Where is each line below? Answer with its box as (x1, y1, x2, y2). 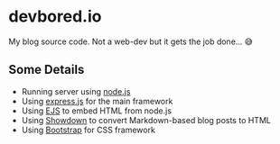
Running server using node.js (21, 85, 131, 96)
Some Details (8, 62, 85, 77)
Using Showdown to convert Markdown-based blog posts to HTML (21, 114, 272, 125)
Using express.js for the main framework (21, 95, 173, 106)
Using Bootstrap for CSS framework (21, 124, 155, 135)
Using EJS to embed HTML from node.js (21, 105, 173, 116)
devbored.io (8, 6, 102, 27)
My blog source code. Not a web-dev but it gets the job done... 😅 (8, 36, 254, 47)
